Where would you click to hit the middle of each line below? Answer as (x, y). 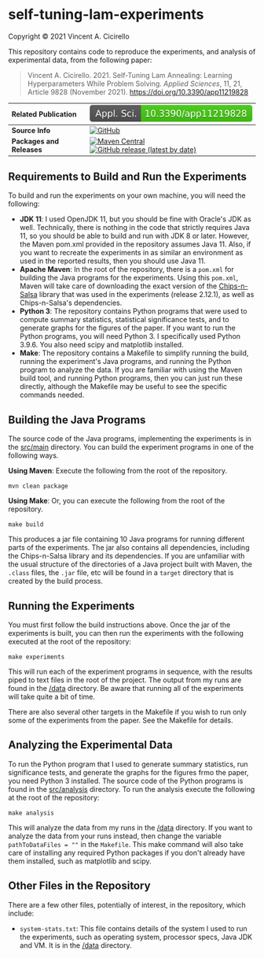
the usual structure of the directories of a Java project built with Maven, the (130, 564)
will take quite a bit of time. (52, 696)
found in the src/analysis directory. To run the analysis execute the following (132, 789)
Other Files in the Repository (79, 886)
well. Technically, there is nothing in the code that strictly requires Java (134, 228)
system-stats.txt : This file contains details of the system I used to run (133, 928)
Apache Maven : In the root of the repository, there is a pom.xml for (126, 269)
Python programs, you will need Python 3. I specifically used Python (130, 336)
